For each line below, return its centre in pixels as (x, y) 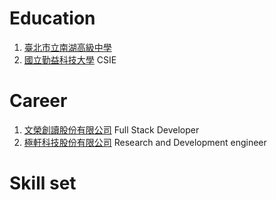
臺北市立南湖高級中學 (67, 47)
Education (52, 18)
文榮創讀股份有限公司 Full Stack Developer (111, 129)
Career (38, 101)
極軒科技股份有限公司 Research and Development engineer (145, 142)
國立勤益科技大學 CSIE (70, 59)
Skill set (43, 183)
